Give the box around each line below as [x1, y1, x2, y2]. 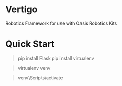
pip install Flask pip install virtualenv [17, 55, 94, 61]
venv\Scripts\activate [17, 75, 63, 81]
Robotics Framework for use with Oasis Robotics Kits [5, 20, 117, 26]
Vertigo [5, 4, 38, 15]
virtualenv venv [17, 65, 51, 71]
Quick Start [5, 38, 55, 50]
